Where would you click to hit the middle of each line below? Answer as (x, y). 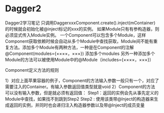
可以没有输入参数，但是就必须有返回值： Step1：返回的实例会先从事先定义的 (82, 93)
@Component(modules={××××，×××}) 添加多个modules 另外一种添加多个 (80, 53)
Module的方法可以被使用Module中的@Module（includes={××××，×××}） (80, 59)
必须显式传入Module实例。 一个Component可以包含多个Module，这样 (75, 35)
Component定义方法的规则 (32, 70)
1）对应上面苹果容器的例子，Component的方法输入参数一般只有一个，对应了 (82, 80)
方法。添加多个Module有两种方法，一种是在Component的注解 (71, 47)
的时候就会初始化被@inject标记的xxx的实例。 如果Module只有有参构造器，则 (82, 29)
